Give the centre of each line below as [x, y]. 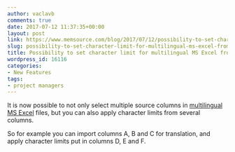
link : [15, 40]
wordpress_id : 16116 [37, 60]
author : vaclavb [31, 14]
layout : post [26, 33]
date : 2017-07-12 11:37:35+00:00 [56, 27]
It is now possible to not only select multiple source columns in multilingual [115, 105]
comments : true [29, 20]
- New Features [29, 72]
